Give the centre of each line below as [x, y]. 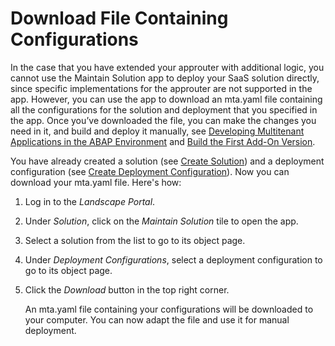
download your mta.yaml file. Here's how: [96, 182]
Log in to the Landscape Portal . [90, 201]
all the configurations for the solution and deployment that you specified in [164, 109]
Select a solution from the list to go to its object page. [135, 240]
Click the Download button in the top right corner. [127, 289]
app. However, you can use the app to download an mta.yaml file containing [166, 99]
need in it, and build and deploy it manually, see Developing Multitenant [157, 131]
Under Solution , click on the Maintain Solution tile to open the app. [161, 221]
